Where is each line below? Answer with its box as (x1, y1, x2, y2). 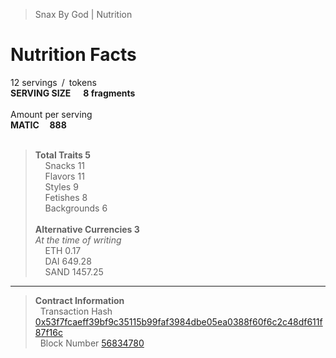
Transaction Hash (39, 305, 113, 317)
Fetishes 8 (44, 191, 88, 203)
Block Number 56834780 (39, 337, 145, 349)
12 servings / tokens (10, 76, 97, 88)
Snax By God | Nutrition (34, 9, 133, 20)
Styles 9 (44, 180, 79, 193)
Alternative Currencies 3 (34, 223, 140, 235)
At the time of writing (34, 234, 122, 246)
